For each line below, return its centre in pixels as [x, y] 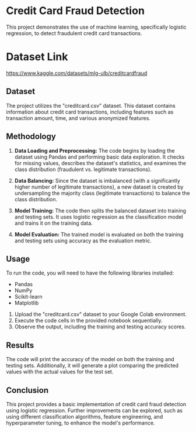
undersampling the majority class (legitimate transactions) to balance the [102, 193]
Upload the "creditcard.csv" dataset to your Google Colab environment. [100, 314]
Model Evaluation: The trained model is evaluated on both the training [99, 234]
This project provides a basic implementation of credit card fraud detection [96, 404]
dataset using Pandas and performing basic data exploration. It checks [99, 157]
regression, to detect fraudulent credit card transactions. [74, 33]
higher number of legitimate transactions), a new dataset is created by [99, 187]
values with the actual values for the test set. [60, 372]
